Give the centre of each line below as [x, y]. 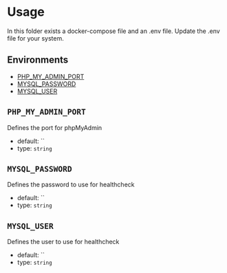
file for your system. [35, 38]
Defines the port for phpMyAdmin [55, 127]
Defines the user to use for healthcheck [63, 242]
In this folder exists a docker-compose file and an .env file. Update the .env [113, 31]
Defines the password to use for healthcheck [71, 185]
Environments [38, 60]
